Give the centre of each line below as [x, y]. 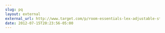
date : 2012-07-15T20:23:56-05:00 [39, 23]
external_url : [20, 18]
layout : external [23, 14]
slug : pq [14, 9]
